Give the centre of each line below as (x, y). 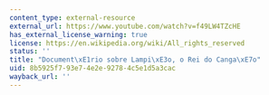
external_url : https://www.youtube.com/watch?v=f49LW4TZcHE (125, 26)
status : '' (30, 52)
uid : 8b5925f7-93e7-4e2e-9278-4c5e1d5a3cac (93, 69)
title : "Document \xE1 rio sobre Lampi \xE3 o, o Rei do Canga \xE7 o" (135, 60)
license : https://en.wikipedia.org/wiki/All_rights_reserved (127, 43)
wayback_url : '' (40, 77)
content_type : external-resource (72, 18)
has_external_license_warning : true (78, 34)
